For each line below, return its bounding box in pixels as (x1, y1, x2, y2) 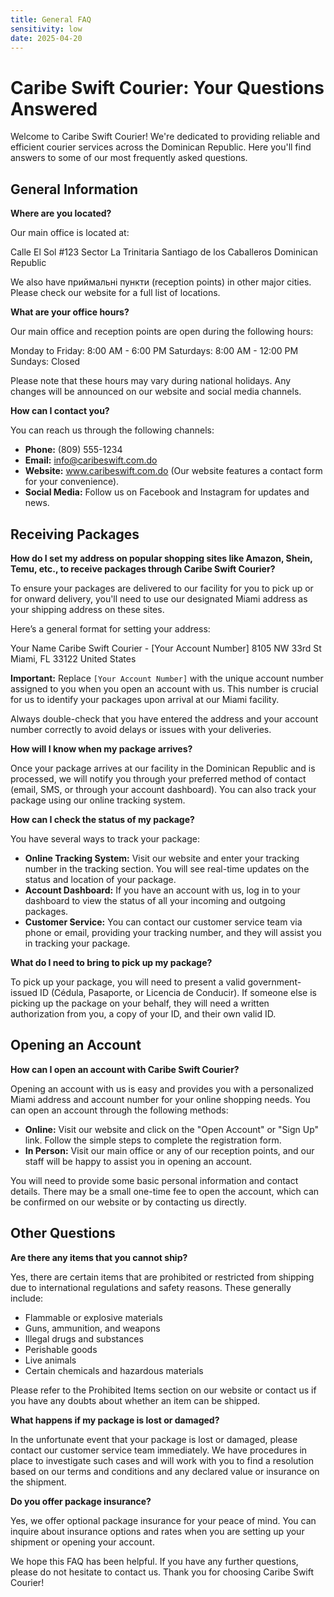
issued (10, 986, 38, 998)
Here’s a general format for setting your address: (10, 622, 211, 635)
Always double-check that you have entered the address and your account (10, 712, 319, 725)
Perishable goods (24, 1343, 98, 1355)
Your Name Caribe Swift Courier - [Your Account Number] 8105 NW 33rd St (10, 642, 322, 654)
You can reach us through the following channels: (10, 424, 215, 436)
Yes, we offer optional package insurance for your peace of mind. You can (10, 1514, 317, 1526)
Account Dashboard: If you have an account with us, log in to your (24, 884, 301, 896)
